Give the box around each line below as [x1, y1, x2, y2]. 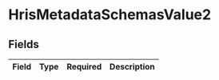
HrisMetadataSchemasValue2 [8, 6, 212, 24]
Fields [8, 38, 40, 51]
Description [109, 62, 156, 72]
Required [66, 62, 102, 72]
